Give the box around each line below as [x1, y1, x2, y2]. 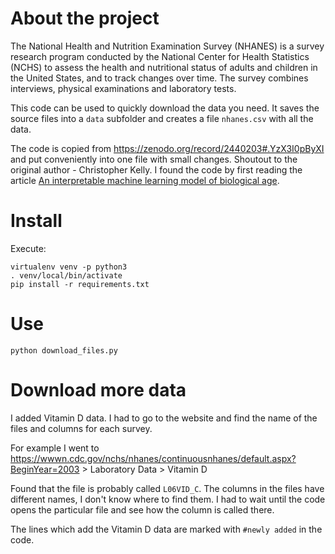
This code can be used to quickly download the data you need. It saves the [10, 102, 320, 114]
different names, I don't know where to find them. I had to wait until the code [10, 493, 326, 505]
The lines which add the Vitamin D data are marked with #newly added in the [10, 523, 323, 535]
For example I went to [10, 442, 100, 454]
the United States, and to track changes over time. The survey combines [10, 72, 309, 84]
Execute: [10, 242, 47, 254]
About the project [10, 7, 160, 30]
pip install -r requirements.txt [10, 279, 150, 289]
